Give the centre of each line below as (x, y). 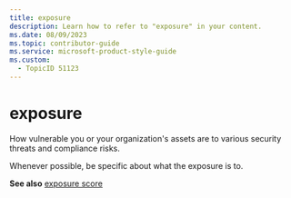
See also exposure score (56, 183)
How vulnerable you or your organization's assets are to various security (145, 138)
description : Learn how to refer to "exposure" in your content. (135, 26)
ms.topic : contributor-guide (65, 43)
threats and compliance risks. (65, 148)
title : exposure (40, 18)
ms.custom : (30, 60)
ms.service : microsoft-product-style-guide (93, 52)
